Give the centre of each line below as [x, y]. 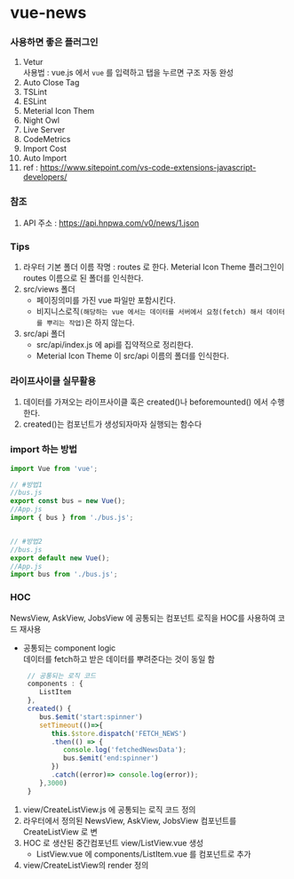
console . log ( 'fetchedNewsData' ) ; [125, 750]
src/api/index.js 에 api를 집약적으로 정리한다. [115, 345]
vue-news [48, 13]
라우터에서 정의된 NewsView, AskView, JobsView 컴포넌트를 [130, 820]
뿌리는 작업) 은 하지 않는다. [91, 323]
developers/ [45, 177]
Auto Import [45, 158]
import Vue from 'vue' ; [54, 468]
